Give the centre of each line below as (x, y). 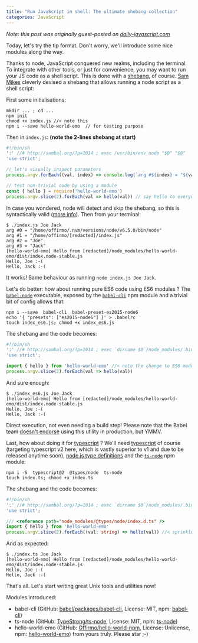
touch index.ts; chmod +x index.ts (50, 478)
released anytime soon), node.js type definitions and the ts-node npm (90, 455)
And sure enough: (28, 382)
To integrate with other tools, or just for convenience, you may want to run (96, 69)
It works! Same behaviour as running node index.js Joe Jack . (81, 277)
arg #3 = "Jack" (26, 246)
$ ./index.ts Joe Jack (34, 554)
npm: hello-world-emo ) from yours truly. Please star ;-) (81, 634)
